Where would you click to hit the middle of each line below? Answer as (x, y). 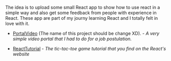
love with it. (17, 23)
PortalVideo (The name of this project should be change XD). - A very (86, 33)
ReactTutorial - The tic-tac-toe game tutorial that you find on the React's (89, 49)
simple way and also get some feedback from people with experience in (81, 13)
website (21, 54)
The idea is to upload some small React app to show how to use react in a (83, 7)
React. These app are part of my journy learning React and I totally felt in (82, 18)
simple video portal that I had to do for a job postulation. (72, 39)
